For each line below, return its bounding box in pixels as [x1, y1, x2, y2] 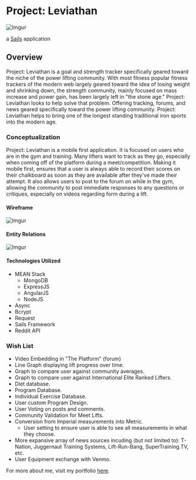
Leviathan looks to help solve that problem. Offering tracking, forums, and [6, 99, 186, 106]
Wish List [6, 342, 34, 350]
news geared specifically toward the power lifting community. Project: [6, 105, 176, 113]
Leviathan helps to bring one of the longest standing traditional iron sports [6, 112, 187, 119]
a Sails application [6, 35, 51, 42]
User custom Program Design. [14, 399, 89, 406]
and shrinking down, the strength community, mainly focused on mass [6, 87, 177, 94]
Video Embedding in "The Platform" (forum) [14, 355, 122, 362]
